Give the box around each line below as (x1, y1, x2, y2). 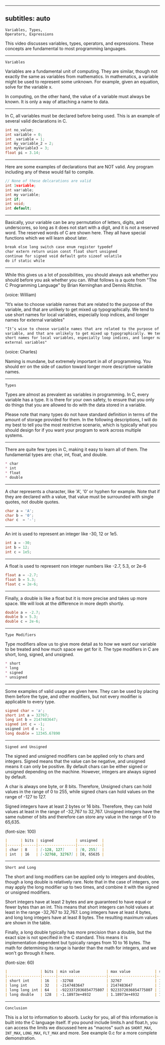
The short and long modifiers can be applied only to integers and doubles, (5, 874, 155, 880)
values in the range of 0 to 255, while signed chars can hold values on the (5, 789, 155, 795)
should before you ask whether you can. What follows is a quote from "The (5, 277, 157, 283)
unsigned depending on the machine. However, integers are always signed (5, 769, 156, 774)
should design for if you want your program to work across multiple (5, 427, 141, 433)
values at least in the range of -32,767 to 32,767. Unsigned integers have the (5, 808, 160, 814)
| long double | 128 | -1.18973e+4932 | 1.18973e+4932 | (5, 992, 157, 997)
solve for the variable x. (5, 84, 53, 90)
